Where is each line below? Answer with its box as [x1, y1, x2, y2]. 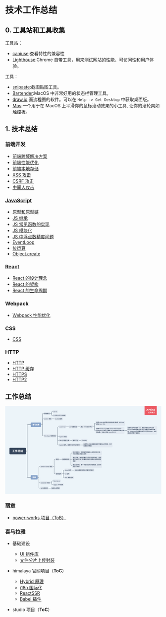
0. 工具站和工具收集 [5, 26, 65, 34]
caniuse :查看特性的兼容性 [12, 51, 65, 56]
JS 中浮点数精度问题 [12, 233, 54, 239]
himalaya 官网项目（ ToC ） [12, 568, 67, 574]
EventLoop [12, 239, 35, 245]
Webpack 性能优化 [12, 312, 51, 318]
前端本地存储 [12, 165, 39, 171]
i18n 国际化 [19, 585, 43, 591]
